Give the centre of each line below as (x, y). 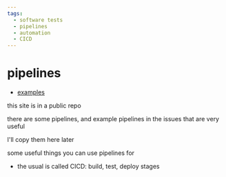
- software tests (38, 20)
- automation (32, 33)
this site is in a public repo (44, 106)
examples (31, 92)
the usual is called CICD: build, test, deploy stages (88, 167)
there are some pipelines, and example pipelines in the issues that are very (113, 119)
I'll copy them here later (41, 140)
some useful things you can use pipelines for (71, 153)
